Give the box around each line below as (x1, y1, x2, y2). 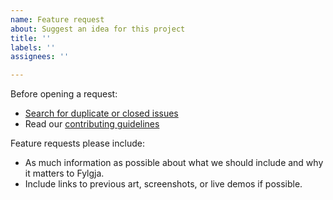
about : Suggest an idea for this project (10, 24, 186, 34)
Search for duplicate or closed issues (24, 107, 179, 120)
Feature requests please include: (10, 137, 145, 150)
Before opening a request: (10, 88, 118, 100)
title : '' (10, 33, 52, 43)
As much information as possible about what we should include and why (24, 157, 324, 169)
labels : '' (10, 42, 56, 53)
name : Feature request (10, 14, 105, 25)
